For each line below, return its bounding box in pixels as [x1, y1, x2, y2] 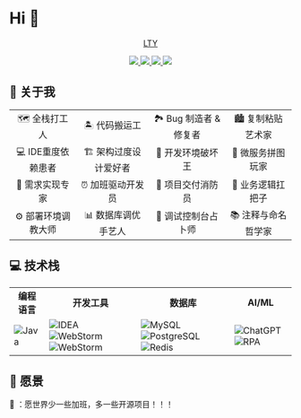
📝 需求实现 [16, 179, 61, 191]
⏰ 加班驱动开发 [80, 179, 145, 191]
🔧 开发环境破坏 [155, 147, 219, 160]
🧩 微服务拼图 [231, 147, 286, 160]
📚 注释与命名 [229, 208, 288, 221]
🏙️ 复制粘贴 [234, 112, 284, 125]
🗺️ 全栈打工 [17, 112, 69, 125]
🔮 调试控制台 [155, 210, 210, 222]
